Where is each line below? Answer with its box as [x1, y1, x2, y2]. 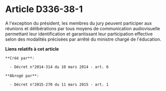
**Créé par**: [5, 55, 35, 61]
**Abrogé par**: [5, 73, 39, 78]
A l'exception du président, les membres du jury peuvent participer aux [5, 20, 152, 26]
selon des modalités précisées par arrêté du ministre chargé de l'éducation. [5, 36, 161, 42]
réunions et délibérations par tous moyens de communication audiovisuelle [5, 25, 160, 31]
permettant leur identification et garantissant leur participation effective [5, 31, 153, 37]
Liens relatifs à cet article [5, 46, 59, 52]
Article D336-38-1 [5, 4, 83, 15]
